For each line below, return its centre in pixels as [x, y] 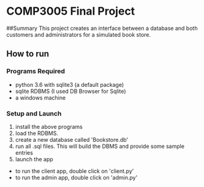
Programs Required [36, 71]
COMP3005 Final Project [71, 11]
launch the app [34, 159]
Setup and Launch [34, 113]
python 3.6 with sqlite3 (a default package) [70, 84]
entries [24, 152]
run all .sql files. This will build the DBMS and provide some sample [100, 146]
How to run [28, 54]
